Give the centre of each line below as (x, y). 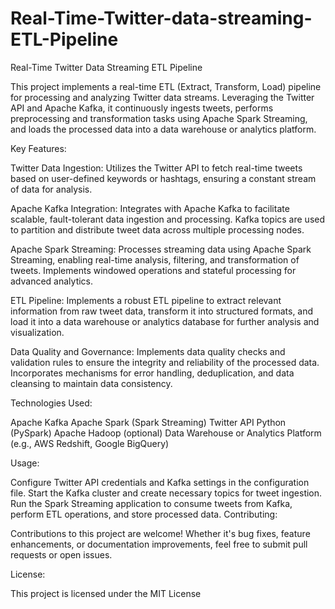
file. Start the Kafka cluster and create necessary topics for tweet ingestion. (166, 493)
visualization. (37, 332)
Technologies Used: (51, 403)
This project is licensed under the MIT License (106, 593)
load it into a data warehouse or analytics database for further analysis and (165, 321)
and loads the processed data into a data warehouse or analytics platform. (163, 129)
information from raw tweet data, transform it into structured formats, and (162, 311)
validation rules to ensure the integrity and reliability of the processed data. (165, 362)
